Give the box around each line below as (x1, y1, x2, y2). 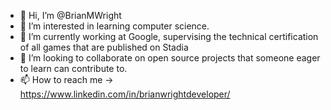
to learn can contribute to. (19, 63, 128, 74)
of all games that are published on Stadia (19, 41, 189, 53)
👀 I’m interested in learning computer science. (19, 20, 210, 32)
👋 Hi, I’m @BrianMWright (19, 10, 122, 21)
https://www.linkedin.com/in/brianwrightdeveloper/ (19, 88, 231, 100)
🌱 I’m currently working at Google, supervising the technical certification (19, 31, 319, 42)
